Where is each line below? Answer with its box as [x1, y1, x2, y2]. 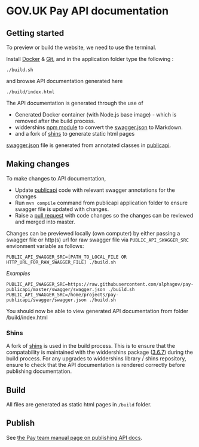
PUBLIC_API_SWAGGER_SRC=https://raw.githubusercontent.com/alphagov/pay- [6, 281, 194, 287]
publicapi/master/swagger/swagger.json [6, 286, 106, 292]
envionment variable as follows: [6, 242, 84, 249]
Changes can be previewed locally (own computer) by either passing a [6, 229, 180, 237]
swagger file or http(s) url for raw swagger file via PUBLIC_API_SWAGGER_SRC [6, 236, 189, 243]
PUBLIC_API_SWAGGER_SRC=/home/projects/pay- [6, 292, 119, 298]
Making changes [6, 159, 70, 169]
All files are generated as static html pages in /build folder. [6, 400, 152, 408]
